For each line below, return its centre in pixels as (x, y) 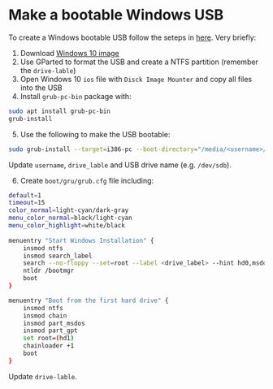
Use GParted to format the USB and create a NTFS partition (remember (139, 62)
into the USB (41, 88)
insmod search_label (58, 256)
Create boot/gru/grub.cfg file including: (87, 180)
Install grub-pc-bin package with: (76, 96)
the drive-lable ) (48, 70)
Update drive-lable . (43, 376)
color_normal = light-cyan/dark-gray (69, 210)
